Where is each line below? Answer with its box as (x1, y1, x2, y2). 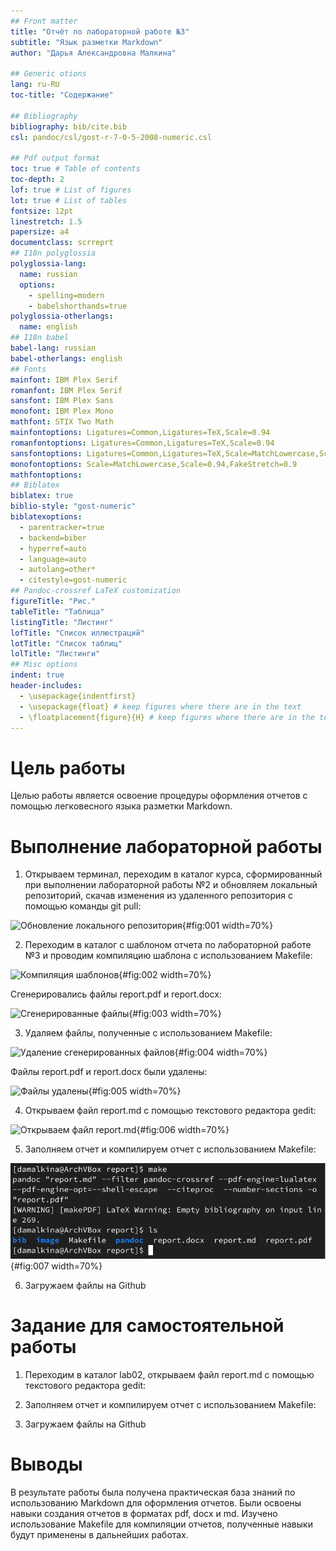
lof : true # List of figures (10, 185, 132, 195)
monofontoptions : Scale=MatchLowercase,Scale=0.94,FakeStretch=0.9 (10, 459, 298, 469)
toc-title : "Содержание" (10, 90, 114, 100)
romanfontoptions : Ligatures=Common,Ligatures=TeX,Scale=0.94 (10, 438, 275, 448)
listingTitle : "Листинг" (10, 617, 114, 627)
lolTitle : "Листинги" (10, 649, 101, 659)
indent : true (10, 670, 65, 680)
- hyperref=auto (19, 543, 87, 554)
